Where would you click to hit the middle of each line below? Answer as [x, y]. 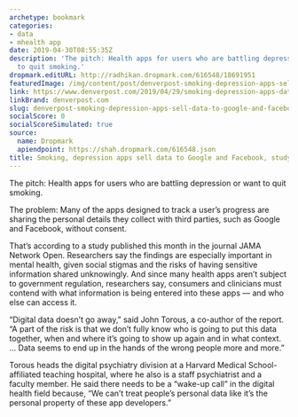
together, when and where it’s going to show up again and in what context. [145, 338]
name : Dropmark [45, 141]
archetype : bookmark [47, 17]
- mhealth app [35, 42]
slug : [19, 108]
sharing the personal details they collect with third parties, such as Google [145, 219]
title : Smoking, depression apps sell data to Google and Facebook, [138, 157]
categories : [31, 26]
